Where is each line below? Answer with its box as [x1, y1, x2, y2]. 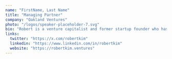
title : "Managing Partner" [5, 12, 63, 17]
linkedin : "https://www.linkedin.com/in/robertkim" [10, 41, 123, 46]
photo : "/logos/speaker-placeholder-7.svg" [5, 22, 100, 27]
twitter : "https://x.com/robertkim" [10, 36, 88, 42]
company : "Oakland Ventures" [5, 17, 68, 22]
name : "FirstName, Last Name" [5, 7, 70, 13]
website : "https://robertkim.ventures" [10, 46, 95, 51]
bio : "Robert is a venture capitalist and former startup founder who [5, 27, 159, 32]
